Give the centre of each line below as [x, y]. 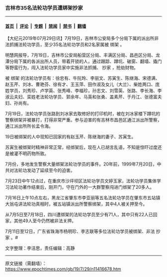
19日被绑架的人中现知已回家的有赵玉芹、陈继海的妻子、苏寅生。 [71, 137]
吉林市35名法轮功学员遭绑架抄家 [44, 7]
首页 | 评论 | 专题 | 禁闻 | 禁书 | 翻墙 [46, 26]
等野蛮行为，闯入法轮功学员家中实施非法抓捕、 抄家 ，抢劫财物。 [72, 67]
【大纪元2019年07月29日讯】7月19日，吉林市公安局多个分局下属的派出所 [80, 38]
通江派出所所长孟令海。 [29, 126]
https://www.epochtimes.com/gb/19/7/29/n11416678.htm [63, 269]
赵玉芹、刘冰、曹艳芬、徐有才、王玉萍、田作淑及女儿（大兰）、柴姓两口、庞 [83, 84]
